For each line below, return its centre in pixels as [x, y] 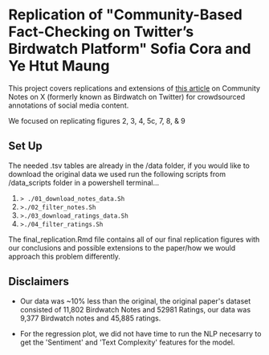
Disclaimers [39, 282]
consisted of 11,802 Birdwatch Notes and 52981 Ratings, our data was [135, 309]
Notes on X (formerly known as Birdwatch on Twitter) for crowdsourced [127, 96]
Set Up [25, 146]
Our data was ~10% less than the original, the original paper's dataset [135, 301]
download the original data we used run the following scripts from [117, 173]
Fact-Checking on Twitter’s [101, 32]
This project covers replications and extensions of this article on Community [134, 88]
